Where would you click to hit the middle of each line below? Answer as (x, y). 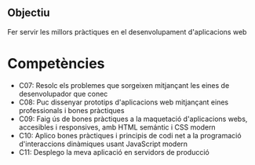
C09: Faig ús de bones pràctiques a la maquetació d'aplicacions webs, (133, 119)
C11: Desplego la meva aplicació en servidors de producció (114, 152)
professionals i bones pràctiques (71, 110)
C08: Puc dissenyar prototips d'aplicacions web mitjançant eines (124, 102)
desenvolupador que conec (63, 93)
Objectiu (29, 13)
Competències (56, 64)
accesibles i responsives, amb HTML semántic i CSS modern (117, 127)
